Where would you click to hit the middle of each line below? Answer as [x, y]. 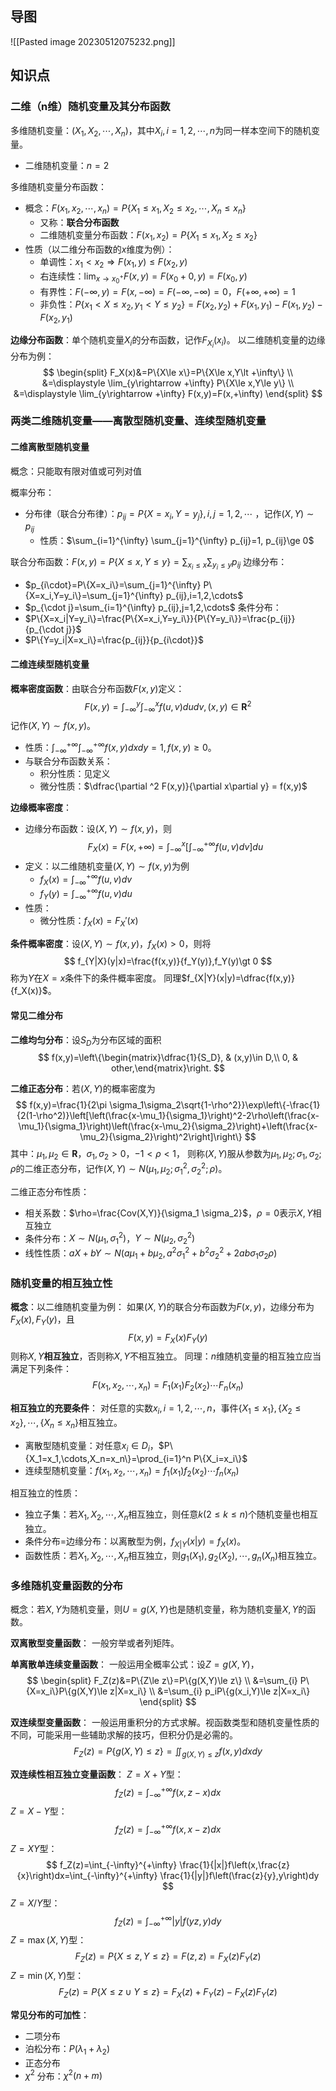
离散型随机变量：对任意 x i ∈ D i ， [91, 1446]
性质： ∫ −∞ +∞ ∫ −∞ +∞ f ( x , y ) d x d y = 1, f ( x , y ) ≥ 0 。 [120, 748]
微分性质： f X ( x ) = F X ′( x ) [89, 921]
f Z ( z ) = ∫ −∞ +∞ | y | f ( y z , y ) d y [168, 1921]
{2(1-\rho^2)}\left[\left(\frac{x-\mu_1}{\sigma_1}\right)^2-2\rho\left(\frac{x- [168, 1116]
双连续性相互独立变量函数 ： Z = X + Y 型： [97, 1774]
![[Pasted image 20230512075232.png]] [93, 41]
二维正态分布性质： [50, 1191]
